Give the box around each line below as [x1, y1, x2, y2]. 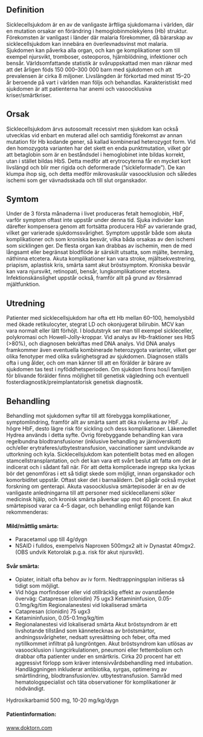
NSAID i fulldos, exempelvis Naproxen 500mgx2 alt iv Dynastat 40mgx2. [14, 542, 196, 550]
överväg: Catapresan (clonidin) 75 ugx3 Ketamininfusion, [14, 595, 157, 602]
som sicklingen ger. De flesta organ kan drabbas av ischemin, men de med [6, 242, 192, 250]
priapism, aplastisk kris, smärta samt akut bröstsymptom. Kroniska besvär [6, 261, 190, 268]
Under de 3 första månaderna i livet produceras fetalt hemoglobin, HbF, [6, 210, 184, 217]
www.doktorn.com [6, 724, 53, 731]
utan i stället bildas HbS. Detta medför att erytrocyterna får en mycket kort [6, 157, 191, 164]
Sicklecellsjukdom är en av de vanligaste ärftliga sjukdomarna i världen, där [6, 21, 195, 28]
